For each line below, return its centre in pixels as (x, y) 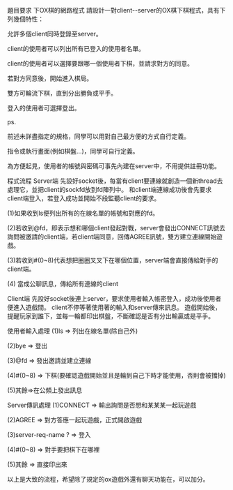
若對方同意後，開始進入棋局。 (50, 78)
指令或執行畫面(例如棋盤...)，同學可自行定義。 (73, 151)
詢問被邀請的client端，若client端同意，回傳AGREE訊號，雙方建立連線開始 (112, 237)
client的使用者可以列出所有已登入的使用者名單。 (76, 49)
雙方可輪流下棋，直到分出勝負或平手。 (62, 93)
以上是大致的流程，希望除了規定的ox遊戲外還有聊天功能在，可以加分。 (108, 479)
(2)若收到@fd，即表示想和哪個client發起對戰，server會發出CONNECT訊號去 (116, 228)
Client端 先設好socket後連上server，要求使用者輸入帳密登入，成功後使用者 (114, 298)
